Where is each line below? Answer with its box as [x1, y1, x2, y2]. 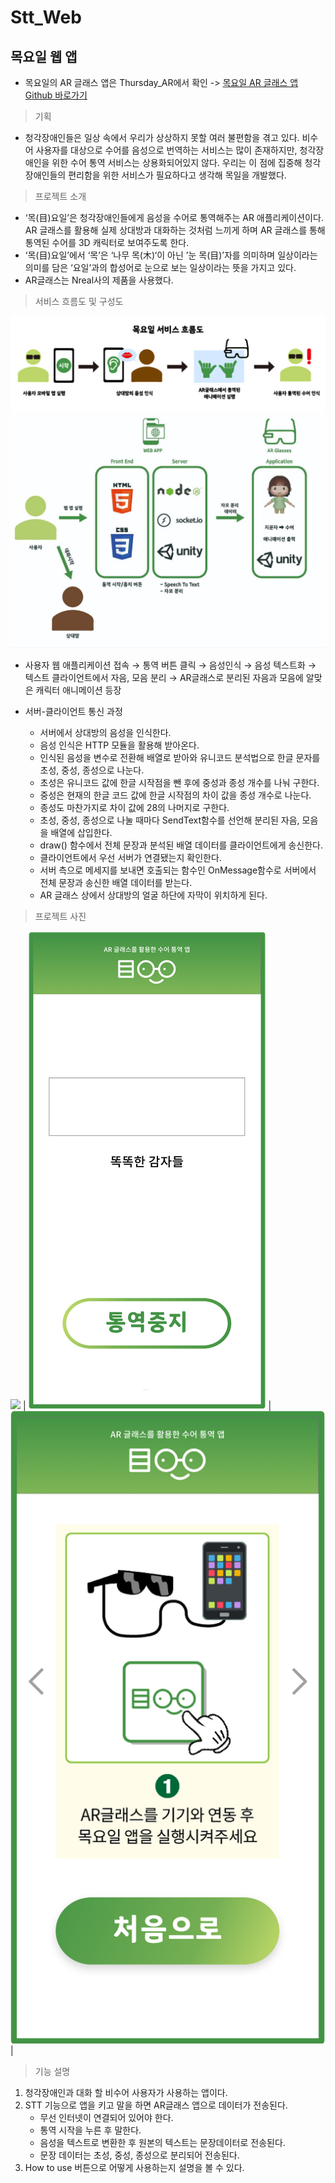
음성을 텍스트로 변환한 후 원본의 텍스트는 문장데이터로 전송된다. [39, 2137, 286, 2149]
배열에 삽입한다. [50, 827, 113, 839]
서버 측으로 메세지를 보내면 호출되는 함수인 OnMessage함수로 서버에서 [39, 864, 317, 876]
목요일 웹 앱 [10, 48, 78, 65]
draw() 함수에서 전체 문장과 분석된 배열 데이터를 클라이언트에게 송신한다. [39, 839, 324, 851]
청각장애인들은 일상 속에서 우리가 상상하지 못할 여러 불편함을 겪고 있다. [24, 132, 300, 143]
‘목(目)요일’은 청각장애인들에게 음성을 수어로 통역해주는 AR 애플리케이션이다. [24, 212, 324, 223]
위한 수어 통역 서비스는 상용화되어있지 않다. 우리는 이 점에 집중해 [51, 157, 303, 168]
